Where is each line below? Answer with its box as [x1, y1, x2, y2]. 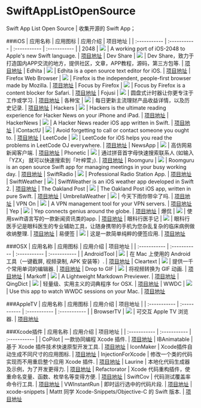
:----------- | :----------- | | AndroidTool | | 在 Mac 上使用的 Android [16, 250, 191, 257]
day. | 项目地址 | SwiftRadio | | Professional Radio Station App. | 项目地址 [6, 170, 192, 177]
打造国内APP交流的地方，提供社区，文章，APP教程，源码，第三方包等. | [6, 59, 184, 67]
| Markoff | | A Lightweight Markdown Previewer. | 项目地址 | [23, 273, 179, 280]
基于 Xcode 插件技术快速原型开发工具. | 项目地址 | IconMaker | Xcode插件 [6, 343, 187, 350]
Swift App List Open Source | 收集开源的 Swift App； [6, 25, 136, 32]
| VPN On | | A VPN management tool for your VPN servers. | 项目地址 [13, 200, 193, 207]
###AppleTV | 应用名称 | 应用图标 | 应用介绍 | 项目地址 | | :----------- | [6, 300, 179, 307]
